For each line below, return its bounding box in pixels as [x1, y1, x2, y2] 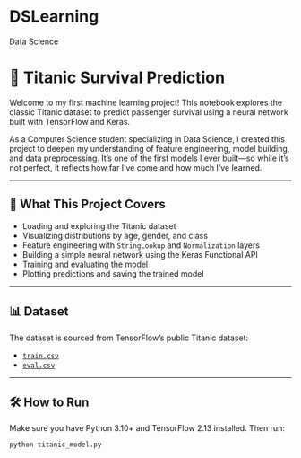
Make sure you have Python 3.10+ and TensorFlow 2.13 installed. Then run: [9, 423, 285, 434]
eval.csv [21, 361, 56, 370]
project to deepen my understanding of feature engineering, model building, [9, 143, 290, 154]
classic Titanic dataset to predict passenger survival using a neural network [9, 106, 288, 118]
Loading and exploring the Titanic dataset [21, 220, 176, 231]
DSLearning [9, 6, 99, 27]
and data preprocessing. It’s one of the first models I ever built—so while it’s [9, 153, 289, 163]
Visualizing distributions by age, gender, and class [21, 230, 209, 241]
